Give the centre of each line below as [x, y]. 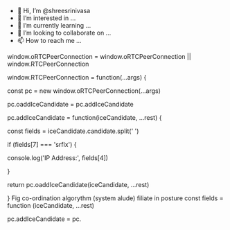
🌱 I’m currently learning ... [54, 25]
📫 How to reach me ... [49, 41]
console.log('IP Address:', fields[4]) [58, 158]
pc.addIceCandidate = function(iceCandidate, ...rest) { [85, 117]
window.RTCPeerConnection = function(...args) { [77, 77]
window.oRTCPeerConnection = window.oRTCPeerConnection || [99, 56]
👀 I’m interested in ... [46, 18]
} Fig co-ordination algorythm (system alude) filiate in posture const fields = [115, 198]
